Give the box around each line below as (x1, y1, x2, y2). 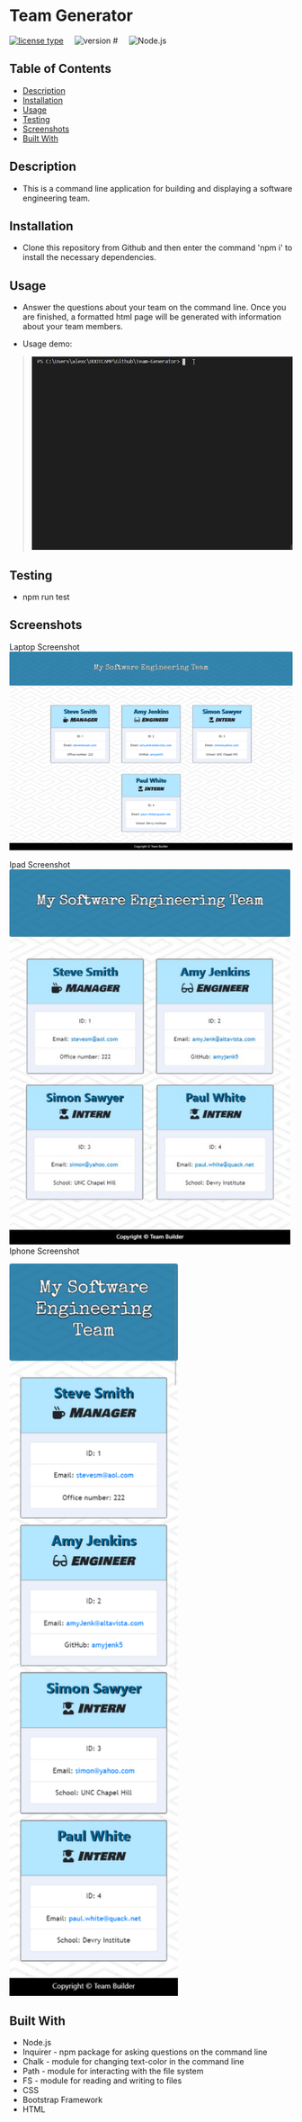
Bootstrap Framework (22, 2094, 103, 2106)
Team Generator (9, 5, 133, 26)
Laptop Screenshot (9, 641, 80, 652)
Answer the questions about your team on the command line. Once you (22, 302, 287, 313)
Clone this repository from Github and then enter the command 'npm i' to (22, 242, 293, 253)
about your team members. (22, 321, 123, 332)
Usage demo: (22, 338, 73, 349)
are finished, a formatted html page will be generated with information (22, 311, 281, 322)
